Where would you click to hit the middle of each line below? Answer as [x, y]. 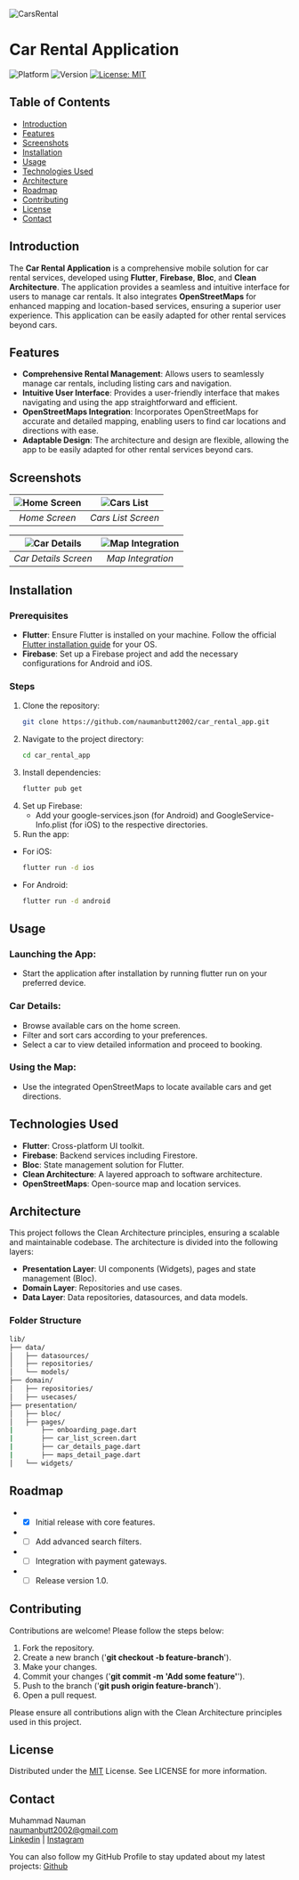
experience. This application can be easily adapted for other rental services [148, 315]
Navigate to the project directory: [83, 739]
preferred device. [54, 983]
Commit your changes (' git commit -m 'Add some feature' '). [133, 1676]
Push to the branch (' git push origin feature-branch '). [121, 1685]
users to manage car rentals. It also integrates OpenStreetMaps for [133, 296]
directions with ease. [61, 431]
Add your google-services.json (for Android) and [125, 815]
